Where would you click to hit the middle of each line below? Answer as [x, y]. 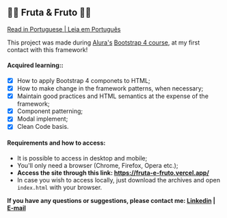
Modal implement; [42, 119]
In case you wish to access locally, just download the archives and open [119, 180]
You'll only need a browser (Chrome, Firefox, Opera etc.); [97, 165]
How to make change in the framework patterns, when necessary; [110, 88]
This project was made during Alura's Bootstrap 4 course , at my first [104, 43]
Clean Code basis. [43, 127]
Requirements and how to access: [56, 143]
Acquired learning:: [35, 65]
